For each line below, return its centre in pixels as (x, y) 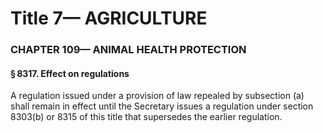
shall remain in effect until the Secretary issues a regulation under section (162, 106)
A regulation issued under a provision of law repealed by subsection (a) (157, 96)
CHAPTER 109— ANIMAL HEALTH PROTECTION (128, 50)
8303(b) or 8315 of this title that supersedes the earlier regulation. (146, 117)
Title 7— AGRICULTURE (109, 18)
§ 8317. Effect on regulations (70, 73)
